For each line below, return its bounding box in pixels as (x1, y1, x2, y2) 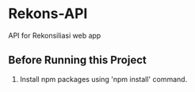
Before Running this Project (8, 53, 147, 67)
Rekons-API (8, 5, 88, 23)
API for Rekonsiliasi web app (8, 31, 101, 40)
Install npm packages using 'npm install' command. (19, 74, 188, 83)
